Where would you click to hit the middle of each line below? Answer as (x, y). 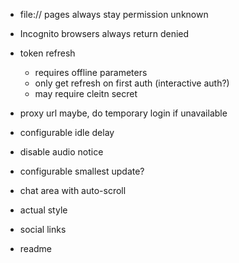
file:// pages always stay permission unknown (114, 14)
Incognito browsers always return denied (104, 33)
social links (43, 229)
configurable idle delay (67, 132)
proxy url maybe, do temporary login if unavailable (123, 113)
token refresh (47, 53)
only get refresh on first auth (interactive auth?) (132, 83)
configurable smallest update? (82, 171)
